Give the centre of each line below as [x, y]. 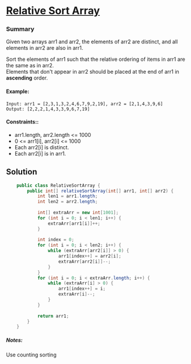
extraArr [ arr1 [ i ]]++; [74, 224]
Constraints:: [22, 122]
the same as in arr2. [30, 66]
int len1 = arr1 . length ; [67, 196]
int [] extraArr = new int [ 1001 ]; [78, 213]
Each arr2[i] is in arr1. [40, 153]
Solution [22, 172]
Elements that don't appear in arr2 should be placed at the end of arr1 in [93, 72]
